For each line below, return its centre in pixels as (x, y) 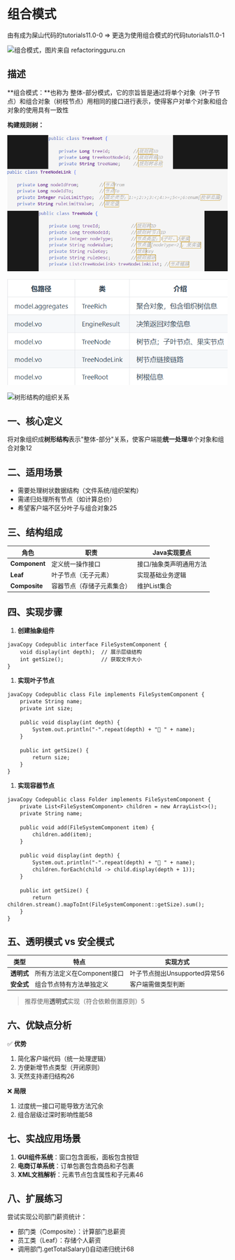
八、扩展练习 (35, 1198)
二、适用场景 (35, 472)
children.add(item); (62, 834)
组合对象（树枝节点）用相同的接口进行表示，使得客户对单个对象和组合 (127, 101)
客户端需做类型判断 (157, 984)
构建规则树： (26, 125)
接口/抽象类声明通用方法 (172, 564)
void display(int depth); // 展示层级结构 (81, 652)
